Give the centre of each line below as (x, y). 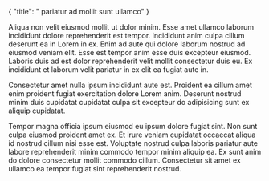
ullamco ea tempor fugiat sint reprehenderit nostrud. (95, 169)
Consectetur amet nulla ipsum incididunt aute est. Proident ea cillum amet (130, 85)
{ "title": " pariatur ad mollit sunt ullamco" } (79, 12)
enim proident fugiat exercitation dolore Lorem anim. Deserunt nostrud (125, 94)
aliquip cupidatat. (37, 111)
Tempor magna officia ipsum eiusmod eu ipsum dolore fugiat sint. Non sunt (133, 126)
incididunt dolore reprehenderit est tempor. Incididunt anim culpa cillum (126, 36)
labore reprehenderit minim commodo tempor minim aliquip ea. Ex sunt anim (135, 152)
